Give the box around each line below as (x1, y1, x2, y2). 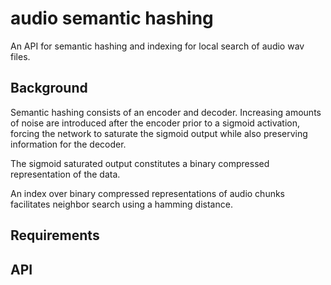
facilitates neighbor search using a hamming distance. (10, 198, 233, 210)
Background (10, 80, 88, 97)
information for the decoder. (10, 138, 127, 150)
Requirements (10, 227, 100, 244)
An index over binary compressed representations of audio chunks (10, 187, 286, 199)
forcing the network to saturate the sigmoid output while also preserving (10, 127, 308, 139)
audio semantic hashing (10, 7, 214, 30)
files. (10, 50, 31, 62)
